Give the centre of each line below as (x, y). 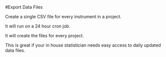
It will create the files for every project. (45, 36)
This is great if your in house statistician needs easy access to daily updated (83, 45)
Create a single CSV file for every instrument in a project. (63, 16)
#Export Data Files (24, 7)
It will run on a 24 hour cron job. (38, 26)
